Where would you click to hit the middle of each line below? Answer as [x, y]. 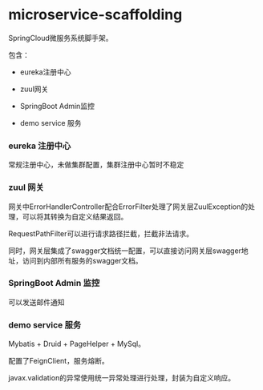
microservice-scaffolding [95, 15]
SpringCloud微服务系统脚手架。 [61, 38]
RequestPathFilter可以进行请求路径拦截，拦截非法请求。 [101, 233]
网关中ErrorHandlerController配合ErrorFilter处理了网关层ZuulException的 [128, 207]
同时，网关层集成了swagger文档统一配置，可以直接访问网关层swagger [125, 251]
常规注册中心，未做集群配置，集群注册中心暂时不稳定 [96, 165]
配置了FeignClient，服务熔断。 [59, 361]
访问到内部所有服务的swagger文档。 [82, 260]
